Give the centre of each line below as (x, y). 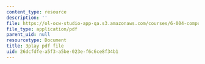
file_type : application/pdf (42, 29)
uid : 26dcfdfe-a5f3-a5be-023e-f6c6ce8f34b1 (63, 52)
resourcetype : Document (37, 40)
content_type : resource (37, 12)
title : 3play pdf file (35, 46)
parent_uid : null (28, 35)
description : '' (27, 18)
